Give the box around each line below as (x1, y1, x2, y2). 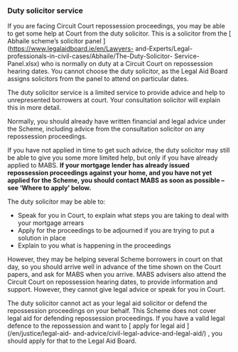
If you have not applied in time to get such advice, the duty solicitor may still (7, 146, 230, 155)
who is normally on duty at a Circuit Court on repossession (40, 60, 213, 68)
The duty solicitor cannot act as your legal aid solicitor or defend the (7, 299, 207, 307)
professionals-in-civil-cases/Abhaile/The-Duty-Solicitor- (7, 52, 173, 60)
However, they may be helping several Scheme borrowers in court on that (7, 255, 223, 264)
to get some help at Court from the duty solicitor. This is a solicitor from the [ (7, 29, 232, 38)
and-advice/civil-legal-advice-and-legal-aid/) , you (72, 329, 222, 338)
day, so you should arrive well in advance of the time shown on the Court (7, 263, 222, 271)
